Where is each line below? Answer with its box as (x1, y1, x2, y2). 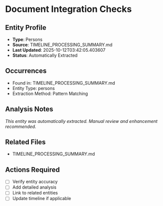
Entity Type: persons (12, 85, 55, 91)
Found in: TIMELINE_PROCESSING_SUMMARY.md (12, 80, 115, 86)
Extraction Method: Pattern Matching (12, 91, 88, 97)
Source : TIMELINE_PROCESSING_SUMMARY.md (12, 42, 113, 48)
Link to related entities (12, 190, 58, 196)
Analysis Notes (5, 105, 54, 113)
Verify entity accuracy (12, 179, 58, 185)
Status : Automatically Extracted (12, 52, 78, 58)
